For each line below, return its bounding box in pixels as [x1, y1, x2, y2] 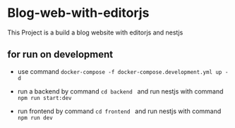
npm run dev [17, 114, 53, 121]
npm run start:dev [17, 94, 72, 101]
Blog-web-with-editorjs [7, 5, 150, 21]
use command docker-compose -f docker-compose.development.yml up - [17, 67, 229, 75]
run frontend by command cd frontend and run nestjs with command [17, 107, 222, 115]
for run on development [7, 49, 114, 60]
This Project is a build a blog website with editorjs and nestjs [7, 28, 183, 37]
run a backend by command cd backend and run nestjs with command [17, 87, 224, 96]
